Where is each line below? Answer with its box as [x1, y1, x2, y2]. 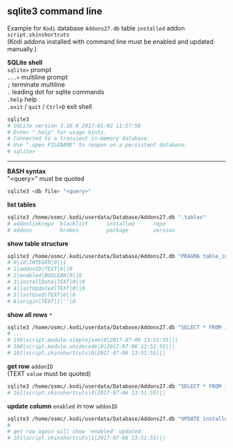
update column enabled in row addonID [7, 402, 118, 410]
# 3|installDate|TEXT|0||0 [7, 279, 85, 286]
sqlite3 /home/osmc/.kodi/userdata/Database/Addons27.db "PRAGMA [7, 252, 200, 259]
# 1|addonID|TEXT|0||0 [7, 266, 73, 273]
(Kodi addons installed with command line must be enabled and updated [7, 37, 214, 46]
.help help [7, 95, 37, 103]
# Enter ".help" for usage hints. [7, 128, 107, 136]
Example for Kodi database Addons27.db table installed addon [7, 24, 185, 32]
